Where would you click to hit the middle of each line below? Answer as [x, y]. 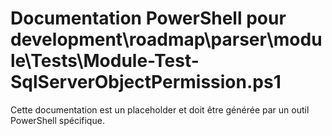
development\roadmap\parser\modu [166, 39]
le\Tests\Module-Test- [105, 61]
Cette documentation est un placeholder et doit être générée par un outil [160, 109]
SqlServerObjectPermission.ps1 [146, 82]
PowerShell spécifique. [57, 120]
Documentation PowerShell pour [148, 18]
